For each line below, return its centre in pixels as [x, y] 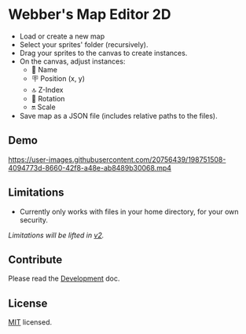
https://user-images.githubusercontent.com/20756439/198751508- [117, 160]
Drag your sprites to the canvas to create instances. [103, 53]
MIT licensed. [30, 322]
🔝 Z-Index [47, 90]
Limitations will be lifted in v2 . [56, 235]
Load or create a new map [62, 36]
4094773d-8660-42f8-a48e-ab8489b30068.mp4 [90, 167]
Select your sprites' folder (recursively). [84, 44]
